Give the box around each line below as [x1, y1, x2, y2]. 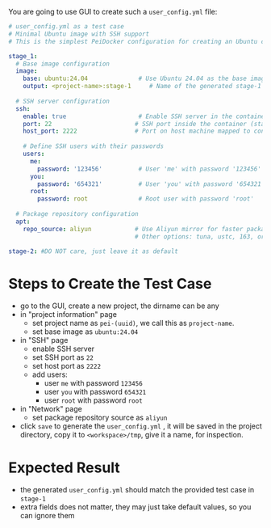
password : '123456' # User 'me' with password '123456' [37, 165, 262, 173]
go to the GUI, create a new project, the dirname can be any [19, 301, 219, 310]
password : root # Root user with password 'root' [37, 195, 254, 203]
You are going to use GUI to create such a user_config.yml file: [8, 7, 218, 16]
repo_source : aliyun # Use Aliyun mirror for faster [23, 225, 244, 233]
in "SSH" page [19, 336, 69, 345]
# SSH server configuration [15, 97, 110, 105]
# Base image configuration [15, 60, 110, 68]
